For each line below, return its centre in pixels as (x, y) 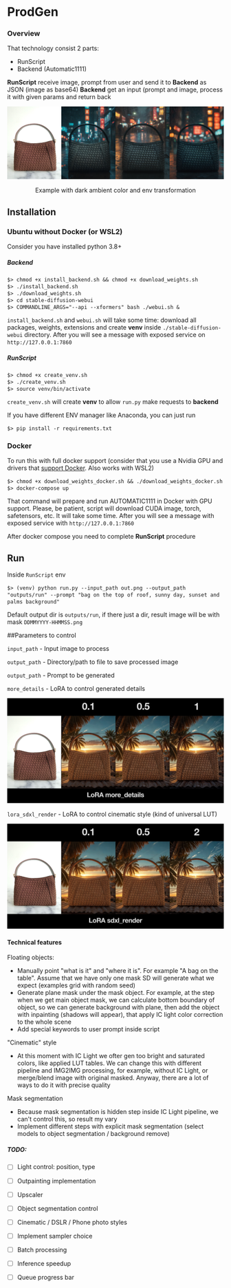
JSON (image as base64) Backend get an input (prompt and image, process (115, 89)
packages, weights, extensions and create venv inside (84, 327)
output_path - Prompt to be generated (61, 676)
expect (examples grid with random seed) (76, 985)
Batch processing (42, 1249)
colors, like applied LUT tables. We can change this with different (109, 1063)
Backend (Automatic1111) (52, 69)
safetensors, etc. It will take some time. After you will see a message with (111, 516)
